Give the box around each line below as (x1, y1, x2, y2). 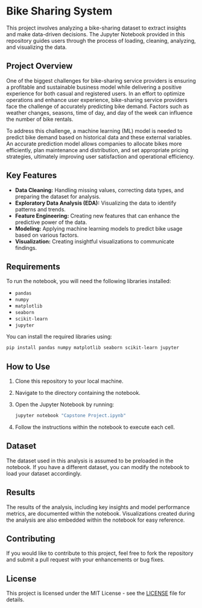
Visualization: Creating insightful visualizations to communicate (14, 237, 175, 245)
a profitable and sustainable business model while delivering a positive (6, 83, 182, 91)
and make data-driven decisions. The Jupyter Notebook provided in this (6, 30, 185, 37)
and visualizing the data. (6, 43, 68, 51)
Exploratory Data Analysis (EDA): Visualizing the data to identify (14, 199, 177, 206)
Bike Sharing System (6, 4, 113, 18)
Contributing (6, 533, 55, 544)
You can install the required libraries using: (6, 333, 113, 341)
